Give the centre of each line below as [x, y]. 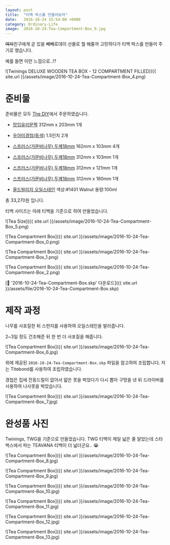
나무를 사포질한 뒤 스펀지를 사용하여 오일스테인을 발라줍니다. [65, 326]
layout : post [19, 10]
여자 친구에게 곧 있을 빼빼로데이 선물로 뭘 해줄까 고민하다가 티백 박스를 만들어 [81, 44]
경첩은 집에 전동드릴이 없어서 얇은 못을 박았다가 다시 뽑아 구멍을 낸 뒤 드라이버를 [85, 380]
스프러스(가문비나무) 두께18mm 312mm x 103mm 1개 [65, 157]
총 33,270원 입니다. [25, 200]
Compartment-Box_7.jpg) [32, 402]
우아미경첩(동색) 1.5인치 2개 [40, 136]
